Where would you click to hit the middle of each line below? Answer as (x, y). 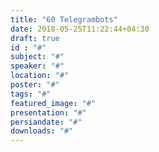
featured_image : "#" (53, 103)
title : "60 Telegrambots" (64, 19)
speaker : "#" (37, 66)
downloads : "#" (42, 131)
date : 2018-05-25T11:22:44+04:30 (80, 29)
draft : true (35, 38)
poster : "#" (35, 85)
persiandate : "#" (46, 122)
